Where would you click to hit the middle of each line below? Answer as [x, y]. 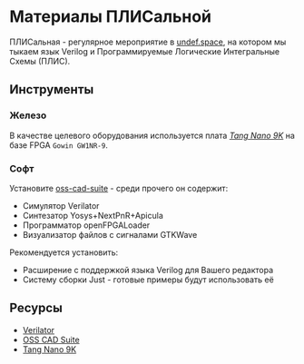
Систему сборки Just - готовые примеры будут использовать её [148, 280]
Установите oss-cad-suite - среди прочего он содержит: [119, 188]
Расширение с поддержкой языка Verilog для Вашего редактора [148, 270]
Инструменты [52, 89]
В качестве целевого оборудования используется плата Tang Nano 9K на [152, 135]
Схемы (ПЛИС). [40, 61]
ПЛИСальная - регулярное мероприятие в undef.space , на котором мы [148, 42]
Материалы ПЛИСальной [110, 17]
